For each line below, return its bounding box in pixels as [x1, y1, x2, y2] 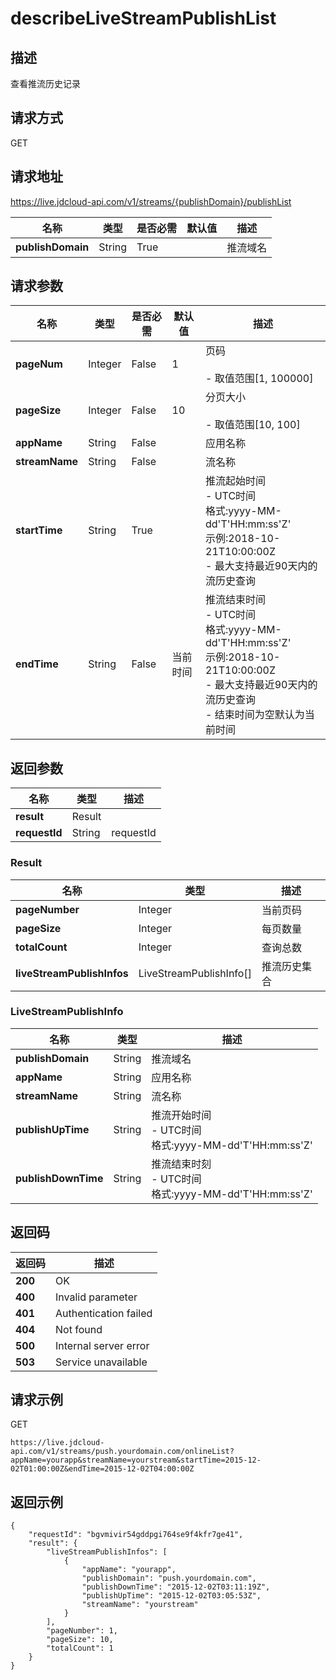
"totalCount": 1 [46, 1643, 114, 1654]
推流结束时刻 [151, 1157, 212, 1171]
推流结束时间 [205, 593, 267, 607]
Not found [55, 1322, 103, 1336]
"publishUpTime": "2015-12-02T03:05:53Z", [81, 1591, 262, 1601]
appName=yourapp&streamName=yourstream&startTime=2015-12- [10, 1455, 262, 1466]
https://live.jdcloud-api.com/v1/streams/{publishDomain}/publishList [10, 195, 292, 207]
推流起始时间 [205, 474, 267, 488]
